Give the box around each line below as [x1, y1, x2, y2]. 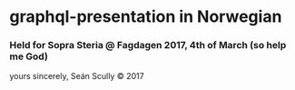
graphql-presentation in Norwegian [9, 6, 282, 27]
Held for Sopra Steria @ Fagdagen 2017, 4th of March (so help [9, 39, 287, 52]
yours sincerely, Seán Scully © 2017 [9, 71, 144, 82]
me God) [9, 50, 48, 63]
